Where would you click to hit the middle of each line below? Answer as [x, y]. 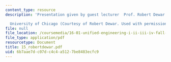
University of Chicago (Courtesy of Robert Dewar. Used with [76, 24]
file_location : [21, 33]
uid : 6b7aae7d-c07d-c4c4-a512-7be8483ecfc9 [52, 52]
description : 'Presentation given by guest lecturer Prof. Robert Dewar [85, 15]
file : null [17, 28]
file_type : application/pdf [35, 38]
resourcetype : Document [31, 43]
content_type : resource [31, 10]
